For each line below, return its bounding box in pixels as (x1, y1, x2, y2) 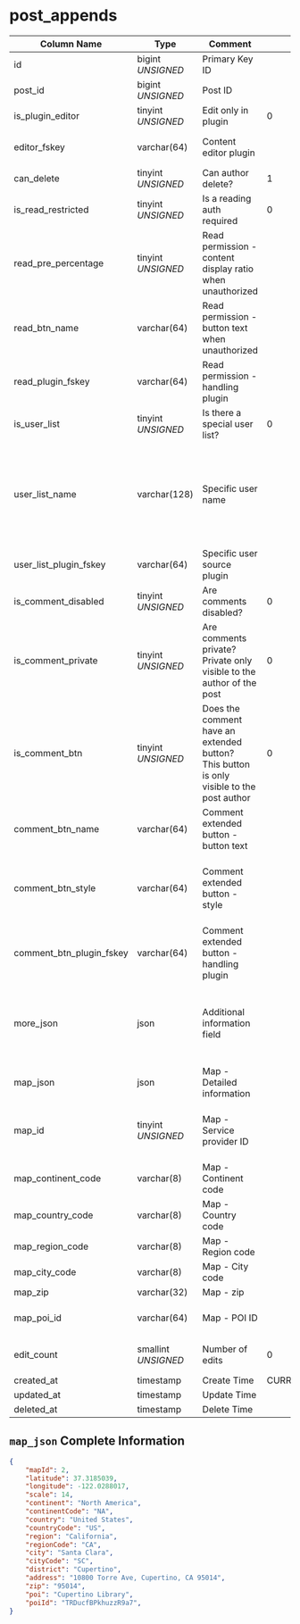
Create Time (202, 1374, 254, 1387)
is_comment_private (13, 654, 98, 666)
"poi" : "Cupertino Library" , (25, 1590, 134, 1599)
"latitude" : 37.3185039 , (25, 1474, 118, 1483)
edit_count (13, 1348, 58, 1361)
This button (202, 758, 250, 770)
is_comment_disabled (13, 595, 104, 607)
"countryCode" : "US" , (25, 1523, 105, 1532)
